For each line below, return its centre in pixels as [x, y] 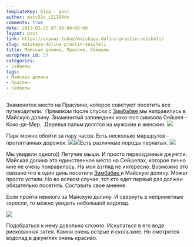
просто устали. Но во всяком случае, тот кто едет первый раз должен [95, 179]
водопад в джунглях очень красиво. [52, 238]
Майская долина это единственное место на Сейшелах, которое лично [96, 160]
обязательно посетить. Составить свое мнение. [67, 185]
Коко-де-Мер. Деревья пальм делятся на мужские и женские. [86, 124]
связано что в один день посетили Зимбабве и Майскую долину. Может [97, 173]
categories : [21, 61]
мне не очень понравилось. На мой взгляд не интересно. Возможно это [97, 166]
